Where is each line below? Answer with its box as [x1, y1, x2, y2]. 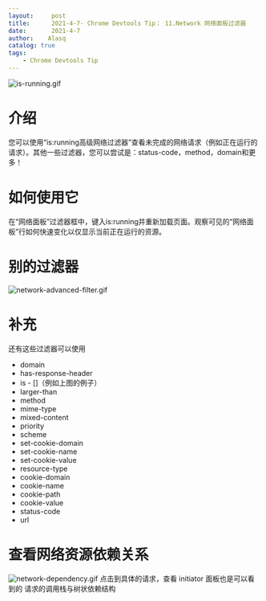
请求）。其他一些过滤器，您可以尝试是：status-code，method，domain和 [8, 147, 249, 157]
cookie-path [19, 489, 61, 499]
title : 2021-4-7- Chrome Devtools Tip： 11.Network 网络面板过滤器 [8, 19, 247, 27]
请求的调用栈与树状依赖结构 [23, 583, 116, 593]
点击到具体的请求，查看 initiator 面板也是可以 [99, 574, 248, 583]
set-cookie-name [19, 447, 78, 456]
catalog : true [8, 42, 56, 50]
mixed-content [19, 412, 70, 422]
